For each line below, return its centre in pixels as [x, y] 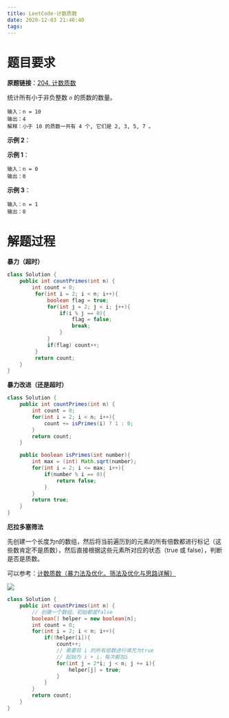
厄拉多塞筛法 [25, 527]
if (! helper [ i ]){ [67, 638]
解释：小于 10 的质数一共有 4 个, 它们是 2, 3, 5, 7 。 [80, 127]
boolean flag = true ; [78, 300]
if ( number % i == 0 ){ [75, 474]
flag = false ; [92, 320]
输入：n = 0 [23, 170]
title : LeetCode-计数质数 [42, 13]
